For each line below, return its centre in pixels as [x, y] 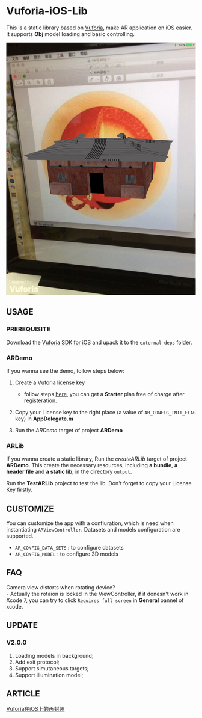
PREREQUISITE [29, 329]
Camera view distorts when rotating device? [61, 587]
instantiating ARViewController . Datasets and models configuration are [93, 530]
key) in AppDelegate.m [44, 419]
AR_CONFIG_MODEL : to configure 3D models [66, 554]
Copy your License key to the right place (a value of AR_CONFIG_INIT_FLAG [106, 412]
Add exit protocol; [37, 662]
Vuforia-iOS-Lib [47, 11]
